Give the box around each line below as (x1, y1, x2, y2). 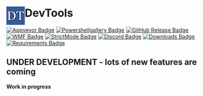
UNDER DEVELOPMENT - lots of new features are (6, 57, 197, 67)
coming (6, 67, 36, 77)
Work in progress (6, 83, 51, 90)
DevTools (24, 6, 73, 20)
